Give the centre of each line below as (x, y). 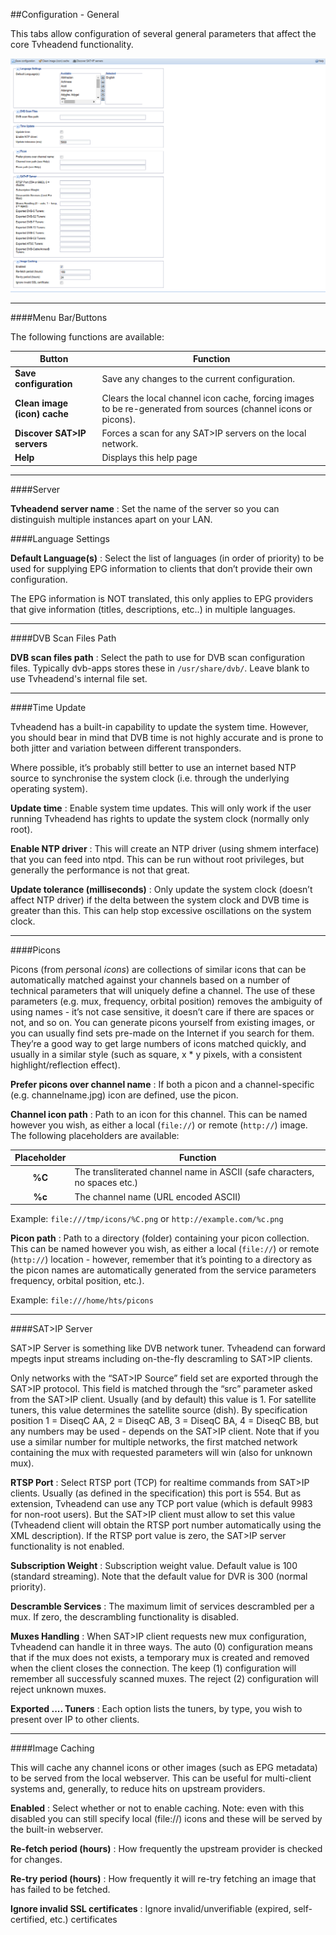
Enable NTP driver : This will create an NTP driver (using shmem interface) (165, 848)
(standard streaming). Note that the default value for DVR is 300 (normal (159, 1576)
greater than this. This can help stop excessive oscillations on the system (161, 910)
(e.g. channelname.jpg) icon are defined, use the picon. (124, 1095)
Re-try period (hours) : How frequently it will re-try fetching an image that (163, 1879)
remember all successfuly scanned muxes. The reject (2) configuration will (164, 1679)
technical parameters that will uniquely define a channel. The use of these (163, 990)
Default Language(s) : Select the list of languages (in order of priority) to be (167, 558)
